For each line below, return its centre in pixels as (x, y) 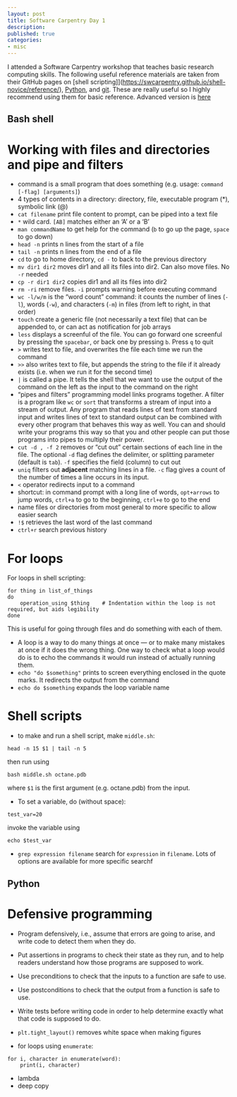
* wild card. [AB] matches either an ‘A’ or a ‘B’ (83, 222)
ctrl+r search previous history (62, 530)
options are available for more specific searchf (85, 861)
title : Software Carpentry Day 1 (56, 21)
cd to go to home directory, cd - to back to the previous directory (112, 260)
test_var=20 (25, 815)
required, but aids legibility (53, 610)
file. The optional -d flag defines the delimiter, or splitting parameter (116, 455)
